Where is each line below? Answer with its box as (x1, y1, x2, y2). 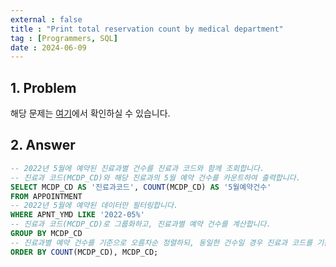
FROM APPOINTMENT (10, 191, 83, 201)
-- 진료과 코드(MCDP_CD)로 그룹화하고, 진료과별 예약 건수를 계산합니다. (10, 219, 272, 230)
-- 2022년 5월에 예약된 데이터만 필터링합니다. (10, 201, 179, 211)
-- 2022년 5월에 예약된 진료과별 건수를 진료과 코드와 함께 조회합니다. (10, 163, 265, 173)
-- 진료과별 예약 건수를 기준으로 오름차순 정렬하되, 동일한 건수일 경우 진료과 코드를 (10, 237, 313, 248)
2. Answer (10, 137, 76, 154)
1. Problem (10, 79, 77, 96)
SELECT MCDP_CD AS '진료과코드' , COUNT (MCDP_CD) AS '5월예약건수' (10, 182, 272, 192)
